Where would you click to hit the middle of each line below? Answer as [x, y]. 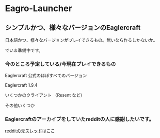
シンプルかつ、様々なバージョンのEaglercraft [73, 27]
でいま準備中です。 [24, 50]
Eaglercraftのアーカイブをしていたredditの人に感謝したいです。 [80, 119]
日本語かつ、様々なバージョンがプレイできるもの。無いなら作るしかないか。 [81, 40]
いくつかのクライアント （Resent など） [45, 95]
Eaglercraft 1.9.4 [21, 85]
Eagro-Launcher [39, 8]
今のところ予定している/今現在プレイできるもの [61, 64]
